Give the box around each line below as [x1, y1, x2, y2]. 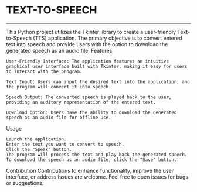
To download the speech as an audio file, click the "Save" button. [6, 156, 177, 163]
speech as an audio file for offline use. [6, 115, 111, 121]
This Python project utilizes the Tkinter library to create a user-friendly [6, 28, 176, 35]
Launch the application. [6, 136, 67, 142]
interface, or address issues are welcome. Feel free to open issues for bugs [6, 173, 189, 180]
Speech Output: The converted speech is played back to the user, [6, 94, 172, 100]
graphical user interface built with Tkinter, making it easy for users [6, 63, 188, 69]
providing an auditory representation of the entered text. [6, 99, 157, 105]
